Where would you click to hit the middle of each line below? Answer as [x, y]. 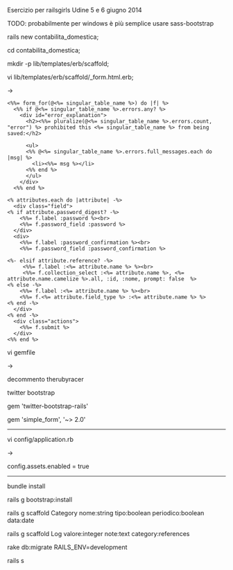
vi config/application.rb [41, 439]
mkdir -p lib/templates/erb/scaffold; [58, 64]
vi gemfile [21, 352]
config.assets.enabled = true [48, 466]
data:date [21, 520]
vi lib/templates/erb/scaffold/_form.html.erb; [70, 77]
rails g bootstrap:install [40, 499]
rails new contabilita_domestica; [53, 37]
